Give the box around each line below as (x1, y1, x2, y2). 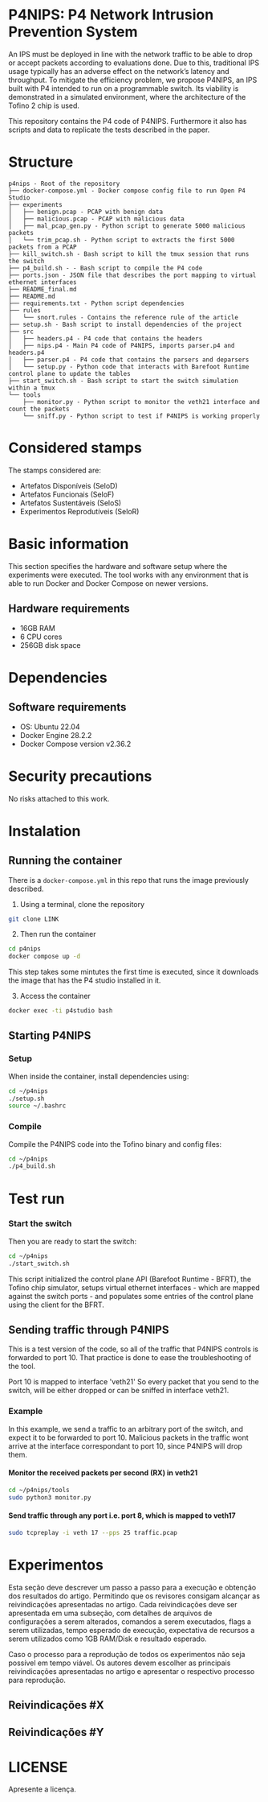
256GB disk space (19, 640, 81, 649)
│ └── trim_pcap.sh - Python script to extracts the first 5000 (8, 236, 235, 244)
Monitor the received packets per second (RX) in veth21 (8, 1468, 198, 1478)
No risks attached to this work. (8, 794, 110, 803)
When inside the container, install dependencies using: (8, 1071, 189, 1081)
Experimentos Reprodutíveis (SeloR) (19, 506, 140, 516)
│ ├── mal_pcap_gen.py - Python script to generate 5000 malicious (8, 221, 246, 230)
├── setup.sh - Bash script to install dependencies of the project (8, 320, 242, 328)
